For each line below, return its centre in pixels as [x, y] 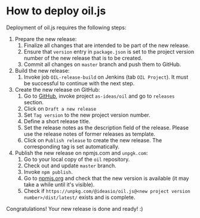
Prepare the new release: [46, 39]
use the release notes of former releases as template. [90, 134]
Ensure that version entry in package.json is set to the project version [109, 51]
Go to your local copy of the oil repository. [77, 159]
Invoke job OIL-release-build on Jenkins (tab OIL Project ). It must [106, 77]
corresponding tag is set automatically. [72, 147]
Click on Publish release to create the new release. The [93, 140]
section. [33, 102]
